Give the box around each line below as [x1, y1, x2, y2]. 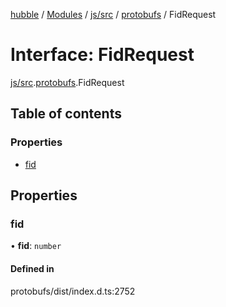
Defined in [10, 262, 55, 274]
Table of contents [10, 105, 122, 123]
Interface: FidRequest [10, 44, 195, 66]
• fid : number [10, 240, 62, 252]
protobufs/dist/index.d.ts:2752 [10, 285, 136, 297]
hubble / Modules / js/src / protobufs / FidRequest [10, 9, 217, 20]
